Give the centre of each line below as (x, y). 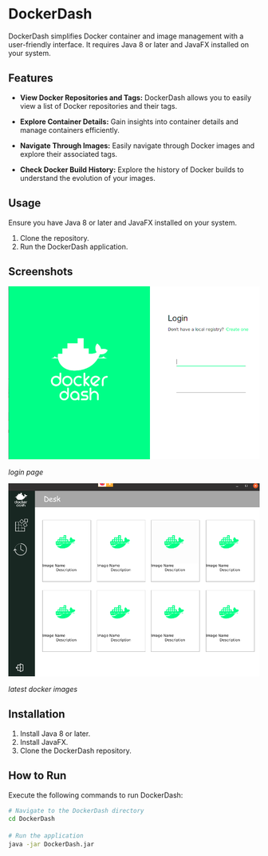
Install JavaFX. (44, 742)
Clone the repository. (54, 238)
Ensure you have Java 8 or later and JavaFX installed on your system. (123, 222)
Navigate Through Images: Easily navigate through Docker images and (137, 146)
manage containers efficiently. (69, 130)
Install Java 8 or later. (55, 734)
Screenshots (41, 272)
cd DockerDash (32, 819)
